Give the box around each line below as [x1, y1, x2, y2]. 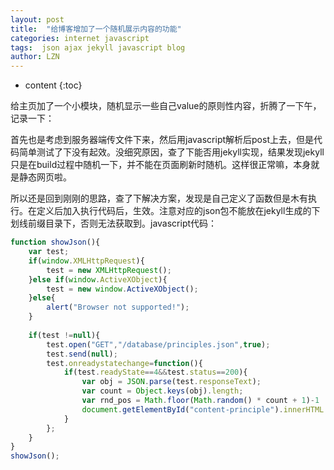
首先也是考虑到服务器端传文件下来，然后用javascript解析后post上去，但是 [10, 134, 314, 146]
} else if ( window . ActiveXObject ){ [28, 274, 168, 285]
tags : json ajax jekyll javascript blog [10, 42, 186, 53]
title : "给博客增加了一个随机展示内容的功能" [10, 24, 182, 34]
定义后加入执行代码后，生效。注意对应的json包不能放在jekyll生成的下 [36, 205, 321, 217]
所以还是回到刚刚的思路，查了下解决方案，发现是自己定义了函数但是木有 [10, 192, 308, 205]
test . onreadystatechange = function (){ [46, 358, 203, 368]
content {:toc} [24, 79, 83, 91]
